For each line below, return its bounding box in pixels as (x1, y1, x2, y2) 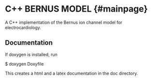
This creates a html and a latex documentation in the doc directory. (5, 70, 138, 76)
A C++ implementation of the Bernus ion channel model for (5, 19, 123, 25)
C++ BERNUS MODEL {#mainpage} (5, 3, 148, 15)
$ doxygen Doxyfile (5, 61, 44, 66)
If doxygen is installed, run (5, 51, 58, 57)
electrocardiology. (5, 24, 41, 30)
